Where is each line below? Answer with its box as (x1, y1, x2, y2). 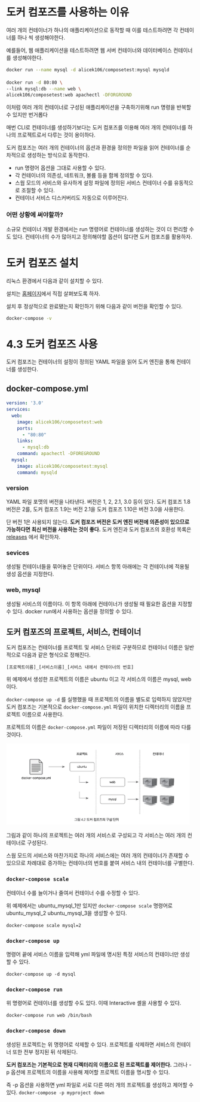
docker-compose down (6, 1028, 66, 1034)
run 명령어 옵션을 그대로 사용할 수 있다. (14, 164, 106, 171)
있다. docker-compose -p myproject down (6, 1088, 104, 1096)
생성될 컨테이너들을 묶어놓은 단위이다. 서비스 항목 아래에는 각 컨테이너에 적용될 (6, 563, 190, 570)
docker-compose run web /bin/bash (6, 1013, 93, 1019)
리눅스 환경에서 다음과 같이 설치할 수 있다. (6, 277, 103, 284)
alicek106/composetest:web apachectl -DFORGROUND (6, 92, 133, 98)
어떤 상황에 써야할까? (6, 211, 64, 219)
